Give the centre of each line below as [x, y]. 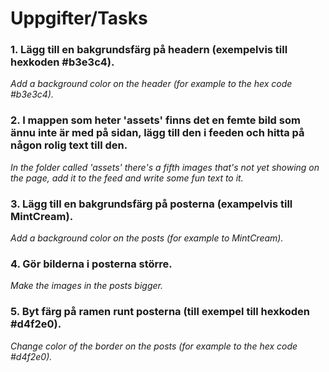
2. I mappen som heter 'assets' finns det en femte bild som [155, 120]
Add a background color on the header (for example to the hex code [151, 84]
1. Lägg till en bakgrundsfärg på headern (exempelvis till [149, 50]
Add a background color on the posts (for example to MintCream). [147, 238]
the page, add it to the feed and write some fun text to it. [127, 178]
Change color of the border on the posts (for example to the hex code [154, 346]
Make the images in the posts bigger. [86, 286]
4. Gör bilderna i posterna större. [91, 264]
